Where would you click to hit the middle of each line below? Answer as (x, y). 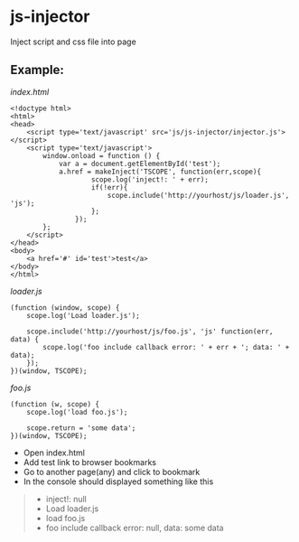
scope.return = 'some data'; (81, 428)
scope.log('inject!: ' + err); (149, 179)
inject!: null (66, 499)
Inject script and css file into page (73, 42)
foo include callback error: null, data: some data (135, 528)
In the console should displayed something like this (118, 481)
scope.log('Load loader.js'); (84, 315)
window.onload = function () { (102, 155)
